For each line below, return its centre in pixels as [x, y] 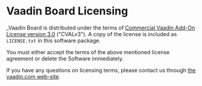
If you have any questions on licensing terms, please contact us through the [101, 70]
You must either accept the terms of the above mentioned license [88, 52]
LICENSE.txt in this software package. [54, 40]
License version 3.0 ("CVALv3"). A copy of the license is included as [92, 34]
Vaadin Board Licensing [67, 11]
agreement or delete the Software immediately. [65, 58]
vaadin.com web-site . [33, 76]
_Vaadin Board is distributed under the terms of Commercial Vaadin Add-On [101, 28]
